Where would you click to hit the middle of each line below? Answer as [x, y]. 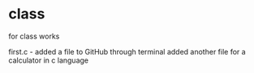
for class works [34, 36]
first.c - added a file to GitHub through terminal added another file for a [127, 51]
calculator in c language [49, 60]
